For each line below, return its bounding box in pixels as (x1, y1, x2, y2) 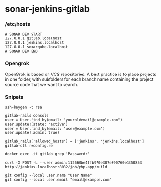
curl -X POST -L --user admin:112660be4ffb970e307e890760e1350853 (5, 160, 142, 165)
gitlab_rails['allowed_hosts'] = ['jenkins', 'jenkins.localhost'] (5, 139, 145, 144)
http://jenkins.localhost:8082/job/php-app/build (5, 165, 108, 169)
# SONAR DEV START (5, 32, 42, 37)
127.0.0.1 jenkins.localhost (5, 40, 64, 45)
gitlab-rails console (5, 113, 49, 118)
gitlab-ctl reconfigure (5, 143, 53, 148)
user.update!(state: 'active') (5, 122, 68, 127)
